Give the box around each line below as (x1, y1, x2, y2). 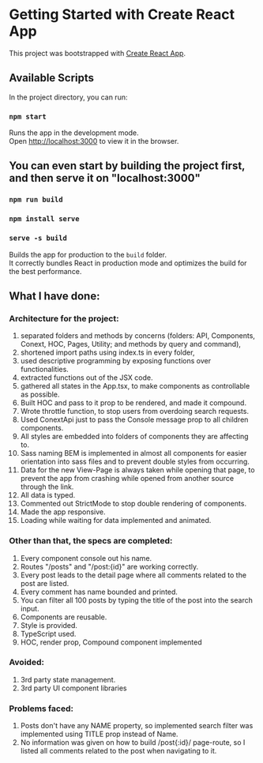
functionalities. (20, 365, 70, 374)
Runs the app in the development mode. (9, 128, 139, 137)
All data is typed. (20, 490, 76, 500)
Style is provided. (20, 620, 78, 630)
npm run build (9, 195, 63, 205)
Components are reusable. (20, 612, 107, 622)
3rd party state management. (20, 675, 116, 684)
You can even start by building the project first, (9, 160, 246, 173)
